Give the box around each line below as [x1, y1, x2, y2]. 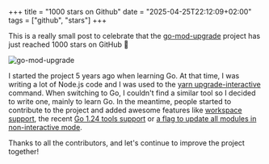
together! [8, 147, 39, 156]
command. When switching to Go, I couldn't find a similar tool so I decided [8, 88, 256, 98]
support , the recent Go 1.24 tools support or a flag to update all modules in [8, 114, 257, 124]
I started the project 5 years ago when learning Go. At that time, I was [8, 71, 240, 80]
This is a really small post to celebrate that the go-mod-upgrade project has [8, 32, 261, 40]
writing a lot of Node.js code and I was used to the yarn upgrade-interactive [8, 80, 261, 89]
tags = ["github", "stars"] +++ [8, 15, 107, 25]
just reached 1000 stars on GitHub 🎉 [8, 40, 129, 49]
